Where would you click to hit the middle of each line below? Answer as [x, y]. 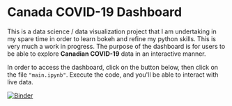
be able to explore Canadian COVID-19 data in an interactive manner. [107, 54]
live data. [20, 82]
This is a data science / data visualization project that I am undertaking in [112, 31]
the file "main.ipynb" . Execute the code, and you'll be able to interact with [113, 75]
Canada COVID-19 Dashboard [95, 12]
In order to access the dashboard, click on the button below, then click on [113, 67]
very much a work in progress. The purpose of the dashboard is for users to [116, 46]
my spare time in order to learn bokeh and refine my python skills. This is [111, 38]
